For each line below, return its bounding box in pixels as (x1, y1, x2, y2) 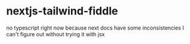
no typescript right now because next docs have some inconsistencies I (6, 24, 185, 31)
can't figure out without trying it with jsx (6, 30, 105, 37)
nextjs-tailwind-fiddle (6, 4, 118, 18)
